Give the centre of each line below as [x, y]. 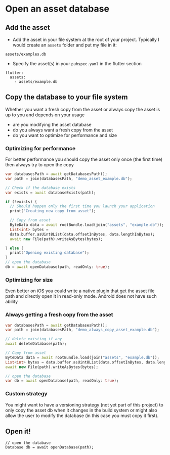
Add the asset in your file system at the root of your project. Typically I [86, 39]
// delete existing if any [34, 339]
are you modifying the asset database [52, 124]
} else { [14, 248]
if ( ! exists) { [21, 202]
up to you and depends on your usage [45, 115]
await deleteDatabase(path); [36, 344]
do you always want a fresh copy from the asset [63, 130]
